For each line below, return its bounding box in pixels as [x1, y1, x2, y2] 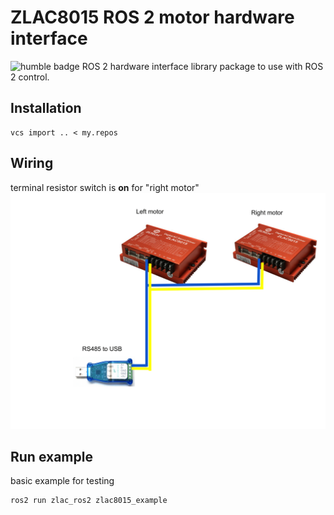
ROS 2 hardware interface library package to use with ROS [81, 60, 324, 72]
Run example [10, 448, 93, 465]
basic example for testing [10, 475, 115, 487]
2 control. [10, 71, 50, 83]
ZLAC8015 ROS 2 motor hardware [10, 6, 295, 29]
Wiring [10, 155, 54, 172]
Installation [10, 100, 82, 117]
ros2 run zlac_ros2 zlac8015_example [10, 496, 168, 506]
